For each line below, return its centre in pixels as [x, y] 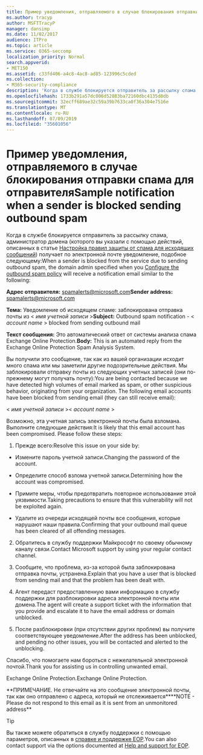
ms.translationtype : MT [36, 107]
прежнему [20, 378]
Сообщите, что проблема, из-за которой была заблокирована [95, 567]
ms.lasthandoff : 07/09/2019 [42, 118]
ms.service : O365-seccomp [39, 51]
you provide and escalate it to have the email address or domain [95, 611]
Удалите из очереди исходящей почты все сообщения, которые [98, 518]
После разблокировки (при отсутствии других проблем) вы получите [105, 629]
